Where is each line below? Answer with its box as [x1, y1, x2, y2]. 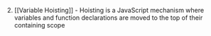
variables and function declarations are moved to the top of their [13, 13, 203, 22]
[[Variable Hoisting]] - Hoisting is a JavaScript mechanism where [13, 6, 205, 14]
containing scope [13, 21, 65, 29]
